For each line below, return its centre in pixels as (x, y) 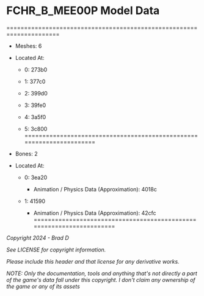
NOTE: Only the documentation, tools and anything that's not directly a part (102, 273)
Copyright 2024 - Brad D (38, 238)
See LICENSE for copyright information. (56, 250)
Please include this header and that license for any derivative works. (93, 261)
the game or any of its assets (43, 286)
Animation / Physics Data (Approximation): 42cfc (95, 213)
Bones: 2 (26, 154)
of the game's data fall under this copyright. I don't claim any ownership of (101, 279)
